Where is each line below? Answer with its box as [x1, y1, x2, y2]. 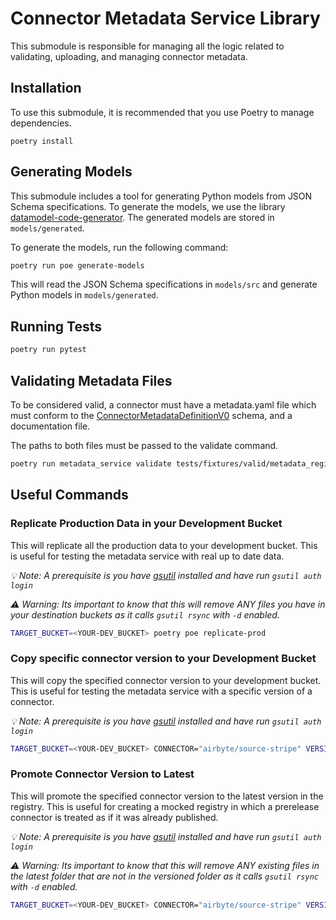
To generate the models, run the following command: [10, 241, 229, 253]
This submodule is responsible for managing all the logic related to [10, 40, 285, 52]
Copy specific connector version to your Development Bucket [10, 652, 317, 666]
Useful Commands [10, 487, 129, 504]
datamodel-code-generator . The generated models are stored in [10, 211, 275, 223]
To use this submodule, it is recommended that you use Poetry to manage [10, 106, 315, 118]
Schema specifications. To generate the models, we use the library [10, 200, 286, 212]
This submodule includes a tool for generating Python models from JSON [10, 190, 313, 202]
